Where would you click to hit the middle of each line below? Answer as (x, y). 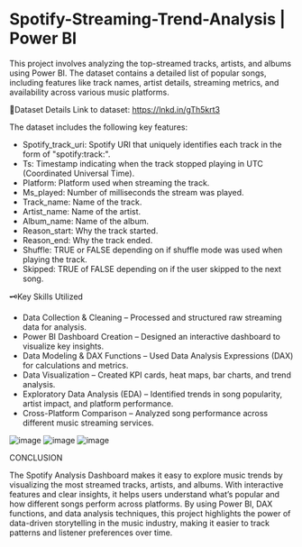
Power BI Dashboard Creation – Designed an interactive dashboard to (151, 336)
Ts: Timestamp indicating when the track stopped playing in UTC (143, 163)
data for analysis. (55, 327)
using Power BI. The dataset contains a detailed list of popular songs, (138, 73)
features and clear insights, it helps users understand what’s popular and (145, 494)
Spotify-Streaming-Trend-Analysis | (147, 19)
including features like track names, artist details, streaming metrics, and (144, 82)
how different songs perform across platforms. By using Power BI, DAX (141, 504)
